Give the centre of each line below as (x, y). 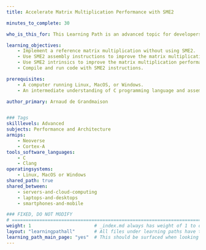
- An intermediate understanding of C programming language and (101, 90)
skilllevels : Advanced (35, 124)
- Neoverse (31, 141)
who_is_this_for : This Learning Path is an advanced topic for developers (104, 34)
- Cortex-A (31, 146)
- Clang (27, 164)
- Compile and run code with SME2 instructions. (81, 68)
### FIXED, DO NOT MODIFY (39, 214)
